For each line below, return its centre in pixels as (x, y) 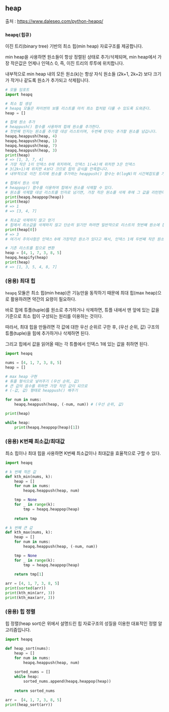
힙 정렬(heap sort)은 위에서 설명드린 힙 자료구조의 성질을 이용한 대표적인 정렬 (81, 624)
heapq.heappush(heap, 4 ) (31, 136)
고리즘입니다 (18, 630)
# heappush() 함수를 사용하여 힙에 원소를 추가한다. (53, 127)
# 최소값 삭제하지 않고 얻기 (30, 220)
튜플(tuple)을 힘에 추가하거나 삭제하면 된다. (48, 334)
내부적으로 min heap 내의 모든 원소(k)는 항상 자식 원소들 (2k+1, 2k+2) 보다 (79, 74)
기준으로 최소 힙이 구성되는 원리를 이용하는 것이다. (54, 316)
